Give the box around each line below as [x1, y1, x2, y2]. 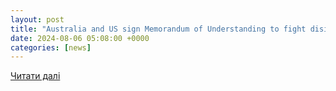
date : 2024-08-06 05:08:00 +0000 [10, 33, 150, 43]
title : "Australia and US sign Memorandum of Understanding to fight [10, 24, 307, 34]
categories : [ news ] [10, 42, 92, 53]
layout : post [10, 14, 65, 25]
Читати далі [10, 70, 61, 82]
